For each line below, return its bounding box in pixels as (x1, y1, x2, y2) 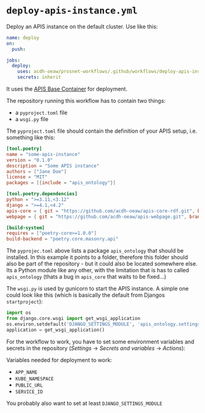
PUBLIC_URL (15, 382, 43, 389)
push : (12, 46, 26, 52)
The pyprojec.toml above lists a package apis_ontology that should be (6, 247, 184, 255)
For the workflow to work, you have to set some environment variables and (6, 338, 195, 345)
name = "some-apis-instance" (6, 151, 81, 157)
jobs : (6, 57, 20, 63)
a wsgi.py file (15, 116, 49, 123)
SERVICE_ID (15, 389, 43, 395)
